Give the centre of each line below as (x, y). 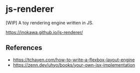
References (24, 48)
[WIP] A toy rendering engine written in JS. (50, 23)
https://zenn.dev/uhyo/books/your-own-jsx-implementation (74, 65)
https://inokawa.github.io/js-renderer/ (44, 32)
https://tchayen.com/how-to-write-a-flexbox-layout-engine (74, 60)
